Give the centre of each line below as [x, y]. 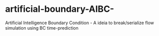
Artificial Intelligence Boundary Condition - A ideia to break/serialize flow [79, 23]
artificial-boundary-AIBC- [60, 9]
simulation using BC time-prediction [42, 28]
